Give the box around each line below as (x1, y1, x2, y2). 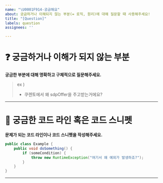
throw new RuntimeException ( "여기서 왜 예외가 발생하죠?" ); (31, 155, 144, 160)
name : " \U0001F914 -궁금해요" (5, 7, 60, 12)
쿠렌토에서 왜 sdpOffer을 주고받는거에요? (24, 92, 103, 98)
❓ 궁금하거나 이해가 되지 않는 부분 (5, 52, 130, 63)
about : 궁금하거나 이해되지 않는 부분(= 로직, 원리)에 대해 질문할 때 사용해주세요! (5, 12, 150, 17)
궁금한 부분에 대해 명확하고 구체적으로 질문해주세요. (5, 72, 102, 78)
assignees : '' (5, 25, 34, 30)
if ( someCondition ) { (22, 150, 66, 155)
